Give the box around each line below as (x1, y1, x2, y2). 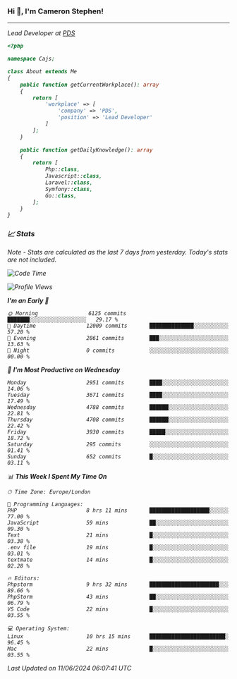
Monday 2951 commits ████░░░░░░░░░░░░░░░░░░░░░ (7, 379, 229, 386)
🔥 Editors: (7, 575, 40, 582)
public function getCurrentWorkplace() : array (20, 81, 159, 88)
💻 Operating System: (7, 625, 71, 632)
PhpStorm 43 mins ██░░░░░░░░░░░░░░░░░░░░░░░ (7, 593, 229, 600)
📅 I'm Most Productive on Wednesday (7, 365, 121, 374)
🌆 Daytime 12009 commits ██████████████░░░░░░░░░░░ (7, 322, 229, 329)
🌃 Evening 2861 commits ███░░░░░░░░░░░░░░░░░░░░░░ (7, 334, 229, 341)
